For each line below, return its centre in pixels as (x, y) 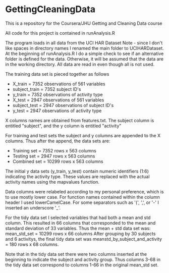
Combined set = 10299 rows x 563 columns (58, 161)
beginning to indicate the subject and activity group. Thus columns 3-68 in (83, 259)
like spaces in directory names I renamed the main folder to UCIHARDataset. (84, 48)
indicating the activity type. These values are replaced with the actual (77, 176)
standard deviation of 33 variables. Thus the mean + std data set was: (78, 228)
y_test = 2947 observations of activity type (57, 111)
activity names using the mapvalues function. (52, 182)
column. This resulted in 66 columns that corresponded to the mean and (80, 223)
